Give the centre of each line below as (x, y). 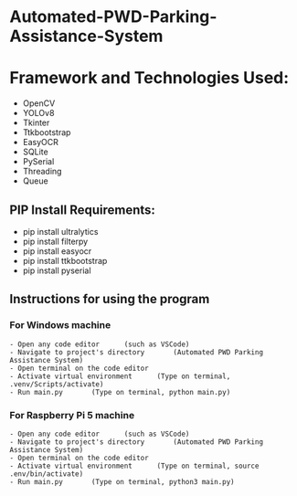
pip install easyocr (57, 251)
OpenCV (39, 103)
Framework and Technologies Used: (149, 78)
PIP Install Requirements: (82, 210)
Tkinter (36, 123)
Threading (42, 172)
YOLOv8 (38, 113)
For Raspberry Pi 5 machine (72, 415)
